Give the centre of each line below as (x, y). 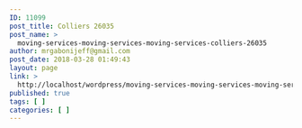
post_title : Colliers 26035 (62, 26)
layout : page (34, 69)
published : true (40, 93)
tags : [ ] (28, 101)
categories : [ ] (40, 110)
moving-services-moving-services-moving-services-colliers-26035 (142, 43)
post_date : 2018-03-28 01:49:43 (70, 59)
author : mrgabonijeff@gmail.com (70, 51)
